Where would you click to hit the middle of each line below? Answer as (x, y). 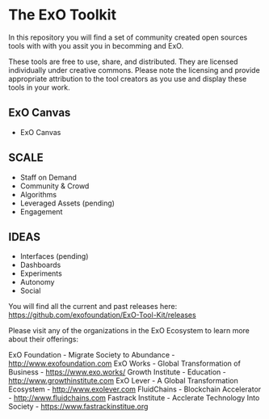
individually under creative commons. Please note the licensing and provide (134, 70)
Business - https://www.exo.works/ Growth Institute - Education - (117, 372)
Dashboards (40, 265)
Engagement (41, 211)
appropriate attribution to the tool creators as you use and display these (128, 78)
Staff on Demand (48, 177)
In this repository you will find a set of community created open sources (128, 37)
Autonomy (37, 282)
